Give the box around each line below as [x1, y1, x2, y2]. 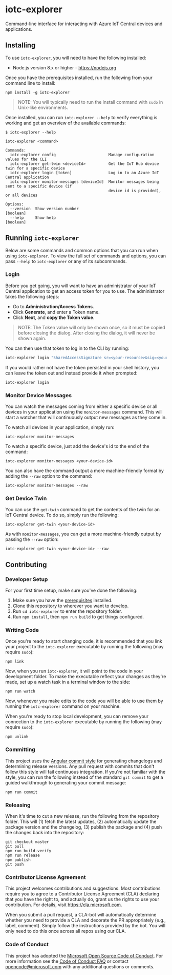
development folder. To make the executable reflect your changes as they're [5, 673, 166, 680]
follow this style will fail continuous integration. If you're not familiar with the [5, 768, 166, 775]
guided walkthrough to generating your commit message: [5, 779, 126, 785]
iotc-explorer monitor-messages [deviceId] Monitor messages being [10, 179, 159, 184]
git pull [5, 843, 24, 849]
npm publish [5, 857, 31, 863]
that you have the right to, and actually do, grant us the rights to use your [5, 896, 160, 903]
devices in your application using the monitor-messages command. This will [5, 409, 163, 415]
